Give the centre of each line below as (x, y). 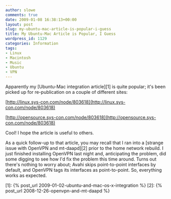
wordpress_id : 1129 (26, 39)
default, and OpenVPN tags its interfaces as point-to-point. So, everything (84, 170)
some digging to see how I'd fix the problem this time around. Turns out (81, 159)
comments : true (22, 15)
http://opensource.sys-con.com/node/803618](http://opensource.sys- (82, 117)
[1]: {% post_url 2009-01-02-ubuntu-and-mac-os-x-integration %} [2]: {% (84, 185)
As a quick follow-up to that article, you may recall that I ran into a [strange (84, 143)
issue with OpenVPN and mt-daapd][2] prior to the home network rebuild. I (84, 148)
